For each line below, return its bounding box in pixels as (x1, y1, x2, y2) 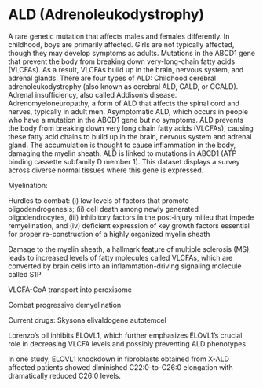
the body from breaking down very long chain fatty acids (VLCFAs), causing (8, 124, 254, 133)
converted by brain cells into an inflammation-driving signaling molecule (8, 261, 242, 271)
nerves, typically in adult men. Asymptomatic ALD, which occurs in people (8, 106, 249, 116)
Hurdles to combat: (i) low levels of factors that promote (8, 195, 190, 205)
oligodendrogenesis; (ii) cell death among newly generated (8, 204, 199, 213)
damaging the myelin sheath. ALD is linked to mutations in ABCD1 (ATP (8, 148, 237, 158)
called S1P (8, 269, 42, 279)
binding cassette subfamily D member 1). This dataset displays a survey (8, 157, 241, 166)
